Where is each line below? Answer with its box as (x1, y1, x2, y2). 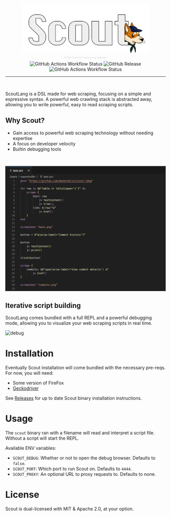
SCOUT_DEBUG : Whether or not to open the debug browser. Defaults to (12, 455, 156, 461)
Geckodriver (12, 385, 39, 391)
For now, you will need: (5, 370, 54, 376)
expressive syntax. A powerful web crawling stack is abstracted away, (5, 96, 153, 102)
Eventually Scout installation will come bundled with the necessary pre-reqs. (5, 365, 166, 371)
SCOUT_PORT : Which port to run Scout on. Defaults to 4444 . (12, 466, 132, 472)
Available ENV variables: (5, 445, 56, 451)
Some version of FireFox (12, 380, 64, 386)
